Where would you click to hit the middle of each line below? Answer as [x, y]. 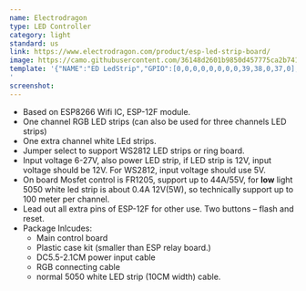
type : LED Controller [51, 26]
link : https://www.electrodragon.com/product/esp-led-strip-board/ [140, 52]
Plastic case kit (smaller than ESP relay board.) [123, 247]
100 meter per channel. [66, 199]
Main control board [72, 237]
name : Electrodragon [49, 18]
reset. [34, 218]
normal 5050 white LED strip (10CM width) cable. [128, 276]
